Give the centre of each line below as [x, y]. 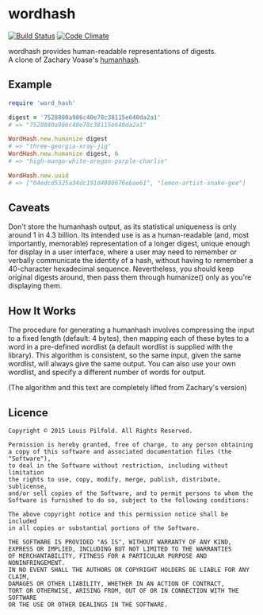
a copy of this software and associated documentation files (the [120, 452]
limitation [26, 473]
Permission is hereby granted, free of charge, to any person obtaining [131, 445]
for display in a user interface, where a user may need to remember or [123, 252]
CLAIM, [19, 577]
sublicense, [28, 487]
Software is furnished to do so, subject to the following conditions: [129, 501]
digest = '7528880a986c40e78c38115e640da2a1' [84, 117]
